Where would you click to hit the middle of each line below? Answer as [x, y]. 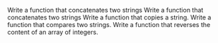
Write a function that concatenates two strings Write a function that [105, 10]
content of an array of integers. [53, 32]
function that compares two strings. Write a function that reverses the [109, 25]
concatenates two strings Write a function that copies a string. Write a [109, 17]
